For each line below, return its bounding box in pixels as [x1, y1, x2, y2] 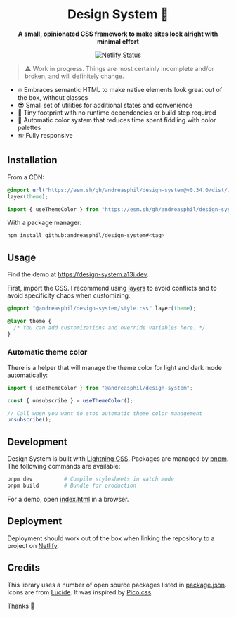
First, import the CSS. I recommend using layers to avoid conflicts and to [7, 284, 217, 293]
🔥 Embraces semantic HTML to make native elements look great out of [17, 85, 223, 94]
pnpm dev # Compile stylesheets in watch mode [7, 476, 174, 483]
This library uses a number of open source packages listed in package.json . [7, 580, 227, 589]
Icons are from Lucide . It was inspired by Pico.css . [7, 587, 153, 597]
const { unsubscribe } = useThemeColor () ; [7, 397, 133, 404]
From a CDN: [7, 172, 45, 182]
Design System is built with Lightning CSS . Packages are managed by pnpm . [7, 454, 229, 463]
